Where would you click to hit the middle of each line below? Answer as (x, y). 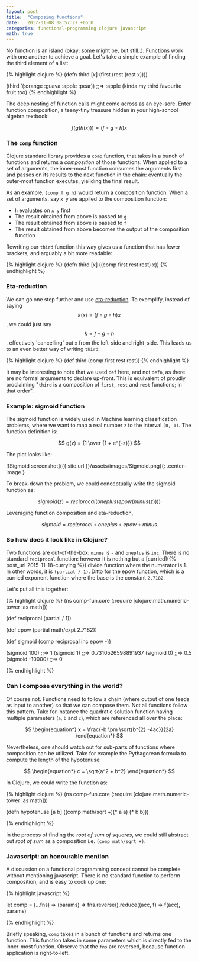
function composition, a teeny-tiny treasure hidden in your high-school (92, 110)
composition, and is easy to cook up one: (56, 881)
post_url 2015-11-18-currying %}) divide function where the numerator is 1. (97, 565)
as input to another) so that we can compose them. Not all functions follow (97, 705)
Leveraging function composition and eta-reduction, (70, 513)
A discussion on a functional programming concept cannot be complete (93, 869)
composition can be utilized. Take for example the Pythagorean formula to (96, 753)
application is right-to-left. (38, 953)
